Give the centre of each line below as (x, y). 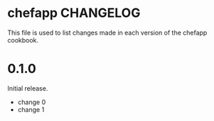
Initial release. (28, 88)
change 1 (31, 109)
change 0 (32, 102)
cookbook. (23, 40)
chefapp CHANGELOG (74, 13)
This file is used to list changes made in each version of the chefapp (107, 33)
